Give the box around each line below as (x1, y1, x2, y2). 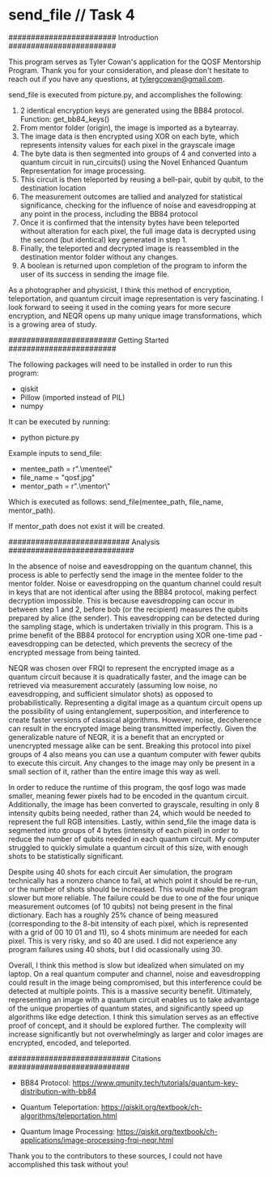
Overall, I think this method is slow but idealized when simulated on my (8, 960, 244, 970)
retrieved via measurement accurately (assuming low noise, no (8, 680, 219, 690)
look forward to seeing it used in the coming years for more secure (8, 302, 232, 311)
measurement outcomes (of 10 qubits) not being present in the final (8, 901, 233, 911)
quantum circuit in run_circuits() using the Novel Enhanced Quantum (19, 157, 249, 167)
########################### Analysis (8, 537, 160, 547)
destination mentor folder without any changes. (19, 251, 179, 261)
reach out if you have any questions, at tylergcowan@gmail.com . (8, 74, 225, 84)
